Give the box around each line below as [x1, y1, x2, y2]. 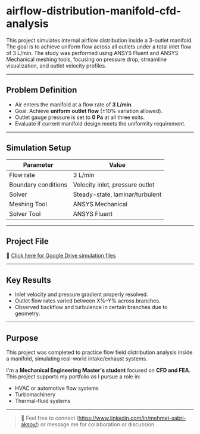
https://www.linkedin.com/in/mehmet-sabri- [78, 414, 186, 421]
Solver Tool [9, 209, 41, 218]
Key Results [6, 275, 52, 285]
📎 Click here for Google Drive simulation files [6, 252, 116, 259]
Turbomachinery [14, 391, 56, 398]
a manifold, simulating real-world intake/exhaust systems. [6, 355, 148, 362]
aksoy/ [20, 421, 37, 428]
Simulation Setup [6, 143, 71, 153]
